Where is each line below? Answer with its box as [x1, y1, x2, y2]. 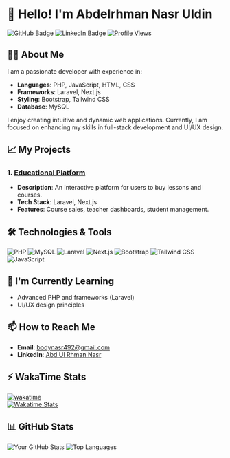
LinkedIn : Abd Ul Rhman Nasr [16, 350, 102, 358]
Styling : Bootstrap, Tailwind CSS [16, 95, 110, 103]
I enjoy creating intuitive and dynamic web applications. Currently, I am [7, 116, 208, 124]
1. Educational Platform [7, 168, 86, 177]
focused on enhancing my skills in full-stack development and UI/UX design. [7, 123, 224, 131]
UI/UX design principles [16, 301, 84, 309]
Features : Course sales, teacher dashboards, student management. [16, 206, 209, 214]
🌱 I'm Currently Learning [7, 275, 115, 287]
